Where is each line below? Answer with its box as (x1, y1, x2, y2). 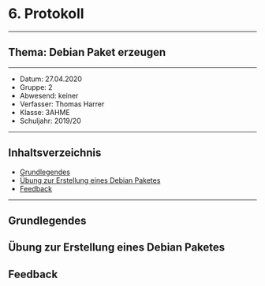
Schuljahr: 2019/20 (19, 116, 81, 125)
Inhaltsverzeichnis (8, 147, 102, 160)
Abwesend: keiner (19, 91, 79, 100)
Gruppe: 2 (19, 82, 53, 91)
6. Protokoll (8, 5, 84, 23)
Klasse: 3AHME (19, 107, 71, 117)
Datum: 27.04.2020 (19, 74, 83, 84)
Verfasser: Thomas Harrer (19, 99, 105, 109)
